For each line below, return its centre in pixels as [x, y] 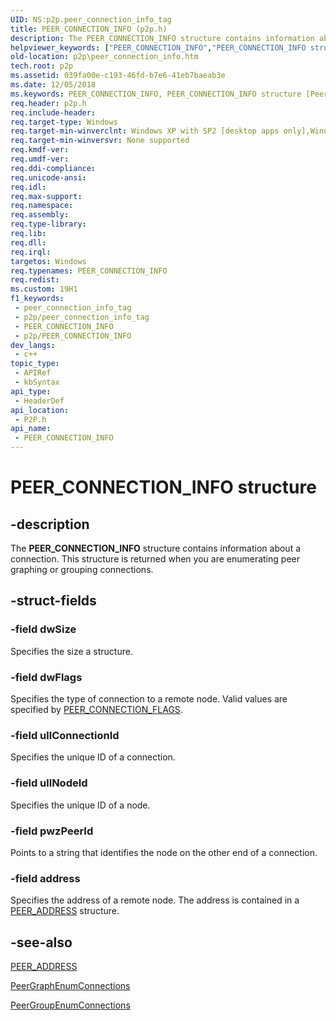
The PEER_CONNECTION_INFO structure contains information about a [156, 548]
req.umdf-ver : [40, 159]
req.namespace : [42, 206]
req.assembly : [40, 215]
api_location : [40, 410]
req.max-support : [46, 196]
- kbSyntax [37, 382]
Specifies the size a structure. [71, 651]
